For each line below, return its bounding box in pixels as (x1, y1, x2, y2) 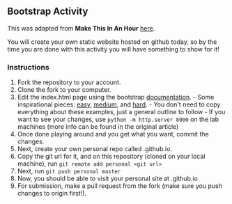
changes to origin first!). (17, 189, 87, 198)
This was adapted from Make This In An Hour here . (7, 24, 155, 32)
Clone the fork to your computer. (17, 86, 111, 94)
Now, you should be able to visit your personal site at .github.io (17, 174, 199, 183)
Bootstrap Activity (7, 6, 88, 17)
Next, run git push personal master (17, 167, 121, 175)
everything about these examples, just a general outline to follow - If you (17, 108, 226, 116)
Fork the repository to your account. (17, 78, 121, 86)
